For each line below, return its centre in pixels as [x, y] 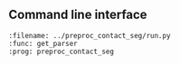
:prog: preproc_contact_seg [62, 51]
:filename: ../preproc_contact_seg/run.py [90, 35]
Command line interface [78, 15]
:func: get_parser [43, 43]
